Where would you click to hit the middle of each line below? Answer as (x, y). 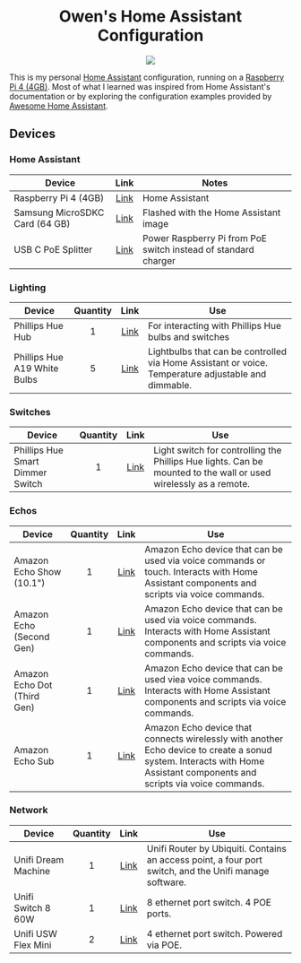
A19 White (36, 368)
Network (29, 811)
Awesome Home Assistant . (59, 106)
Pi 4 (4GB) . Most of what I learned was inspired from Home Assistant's (140, 86)
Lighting (28, 287)
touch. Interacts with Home (201, 571)
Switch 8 (32, 907)
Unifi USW (36, 933)
